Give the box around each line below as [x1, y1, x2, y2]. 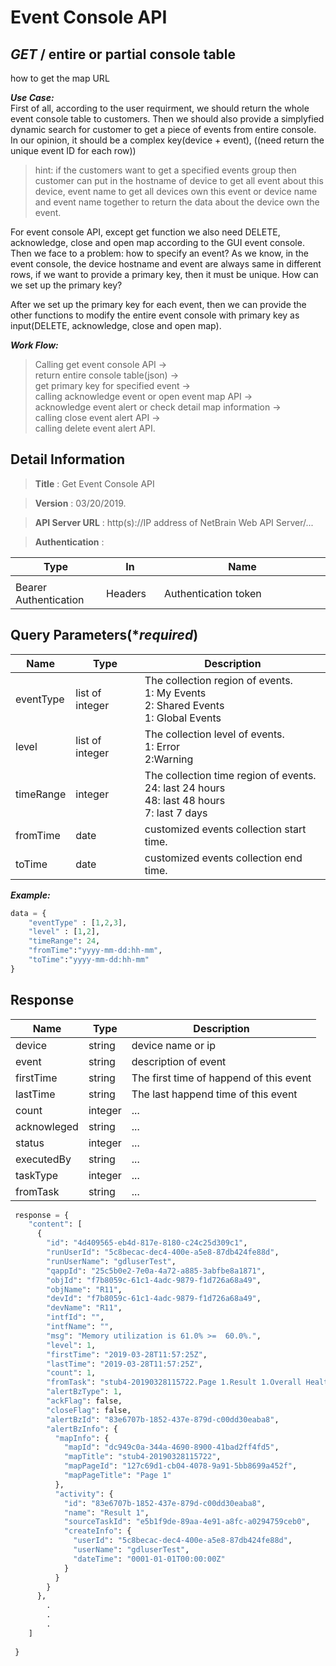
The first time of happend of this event [131, 1071, 312, 1085]
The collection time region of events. [144, 768, 317, 782]
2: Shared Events [144, 698, 225, 712]
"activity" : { [54, 1489, 114, 1499]
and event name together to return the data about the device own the [34, 196, 320, 208]
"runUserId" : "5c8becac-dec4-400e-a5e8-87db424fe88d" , [46, 1247, 280, 1258]
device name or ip [131, 1038, 216, 1052]
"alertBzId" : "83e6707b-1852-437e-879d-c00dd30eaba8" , [46, 1414, 280, 1425]
